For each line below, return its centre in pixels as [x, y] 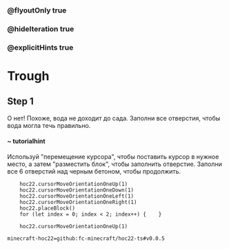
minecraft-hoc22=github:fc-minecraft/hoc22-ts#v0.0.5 [86, 238]
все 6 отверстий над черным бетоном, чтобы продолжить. [94, 171]
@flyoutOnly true [37, 10]
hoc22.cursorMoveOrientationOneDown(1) [77, 190]
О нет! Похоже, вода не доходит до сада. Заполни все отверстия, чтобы [114, 118]
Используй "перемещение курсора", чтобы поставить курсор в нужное [113, 156]
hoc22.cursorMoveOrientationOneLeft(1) [77, 196]
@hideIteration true [41, 28]
